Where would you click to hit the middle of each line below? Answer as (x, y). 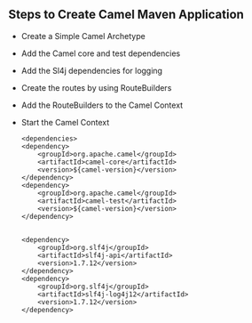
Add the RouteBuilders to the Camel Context (102, 105)
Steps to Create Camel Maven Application (126, 15)
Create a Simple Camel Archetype (83, 36)
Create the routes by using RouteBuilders (96, 87)
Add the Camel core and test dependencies (101, 53)
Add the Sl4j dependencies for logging (92, 70)
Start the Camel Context (65, 122)
